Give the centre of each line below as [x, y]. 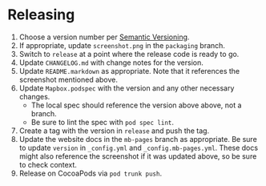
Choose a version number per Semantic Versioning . [104, 37]
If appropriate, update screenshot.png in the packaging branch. [122, 45]
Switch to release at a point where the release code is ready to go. [129, 54]
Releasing [41, 15]
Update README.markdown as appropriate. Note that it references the [129, 71]
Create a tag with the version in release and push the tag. [114, 131]
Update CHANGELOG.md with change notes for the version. [111, 63]
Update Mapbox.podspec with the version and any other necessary [127, 88]
